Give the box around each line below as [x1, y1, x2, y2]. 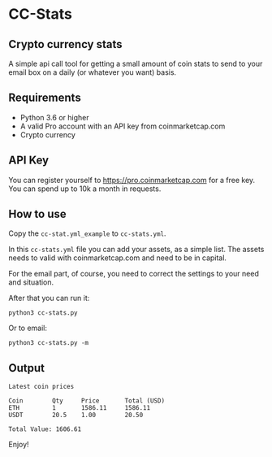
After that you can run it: [8, 294, 90, 303]
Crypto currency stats [8, 37, 123, 51]
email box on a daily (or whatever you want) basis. [8, 67, 177, 77]
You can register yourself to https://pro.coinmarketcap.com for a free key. [8, 175, 256, 185]
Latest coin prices [8, 383, 75, 391]
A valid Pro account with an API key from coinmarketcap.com [19, 121, 226, 131]
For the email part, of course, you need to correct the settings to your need [8, 269, 260, 279]
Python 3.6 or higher [19, 112, 89, 122]
